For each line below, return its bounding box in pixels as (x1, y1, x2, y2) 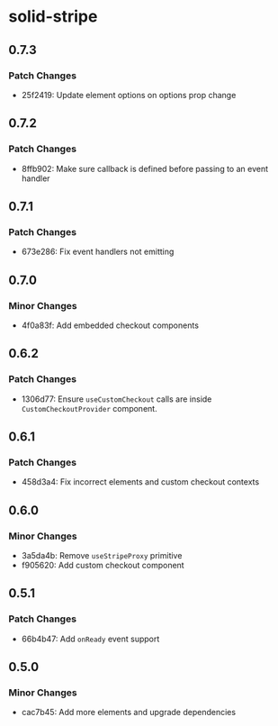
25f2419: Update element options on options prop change (21, 89, 237, 100)
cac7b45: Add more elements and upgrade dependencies (21, 707, 236, 718)
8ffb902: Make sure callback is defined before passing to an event (21, 163, 269, 174)
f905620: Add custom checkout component (21, 560, 185, 570)
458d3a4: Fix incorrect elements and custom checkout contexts (21, 476, 260, 487)
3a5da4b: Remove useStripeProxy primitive (21, 550, 183, 560)
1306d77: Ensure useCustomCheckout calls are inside (21, 394, 212, 404)
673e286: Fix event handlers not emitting (21, 246, 175, 258)
